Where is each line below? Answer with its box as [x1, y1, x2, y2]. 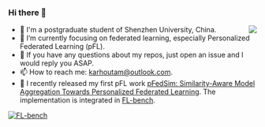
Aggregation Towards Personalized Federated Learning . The [19, 87, 216, 97]
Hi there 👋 [8, 7, 47, 18]
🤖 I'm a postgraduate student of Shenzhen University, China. [19, 25, 217, 35]
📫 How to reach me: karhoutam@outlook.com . [19, 67, 174, 77]
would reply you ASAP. [19, 58, 95, 68]
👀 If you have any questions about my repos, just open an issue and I [19, 50, 244, 60]
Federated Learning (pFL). [19, 42, 105, 51]
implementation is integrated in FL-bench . [19, 95, 156, 105]
